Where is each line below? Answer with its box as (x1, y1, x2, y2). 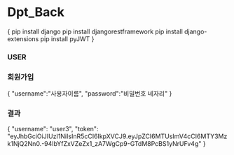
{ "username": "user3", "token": (7, 125, 99, 133)
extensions (7, 34, 39, 43)
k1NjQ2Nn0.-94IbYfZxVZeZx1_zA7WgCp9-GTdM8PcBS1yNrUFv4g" (7, 140, 202, 148)
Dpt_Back (7, 4, 64, 20)
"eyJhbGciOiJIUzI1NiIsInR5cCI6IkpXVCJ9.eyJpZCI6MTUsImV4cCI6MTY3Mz (7, 132, 228, 140)
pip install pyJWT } (40, 34, 95, 43)
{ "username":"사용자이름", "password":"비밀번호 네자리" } (7, 89, 172, 98)
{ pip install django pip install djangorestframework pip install (7, 27, 184, 36)
